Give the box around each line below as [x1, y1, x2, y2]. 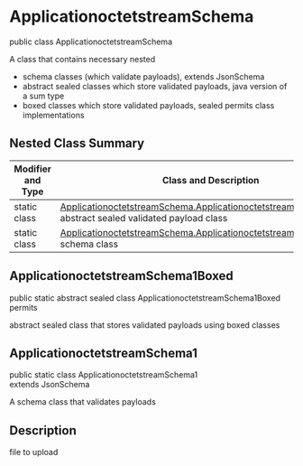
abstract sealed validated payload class [60, 211, 228, 224]
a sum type [22, 90, 65, 101]
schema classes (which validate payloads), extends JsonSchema [22, 70, 265, 82]
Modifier [14, 163, 52, 175]
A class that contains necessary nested [9, 53, 156, 64]
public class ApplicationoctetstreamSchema [9, 36, 173, 47]
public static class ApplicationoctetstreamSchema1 [9, 369, 198, 380]
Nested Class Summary [9, 135, 145, 151]
